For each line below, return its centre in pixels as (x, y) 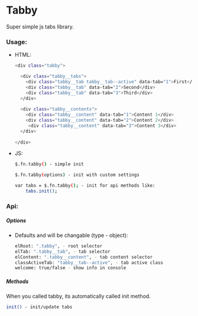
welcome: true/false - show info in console (70, 268)
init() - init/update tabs (39, 307)
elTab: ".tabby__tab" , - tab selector (62, 252)
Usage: (17, 42)
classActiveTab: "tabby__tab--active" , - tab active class (89, 263)
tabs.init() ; (42, 191)
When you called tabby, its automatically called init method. (78, 297)
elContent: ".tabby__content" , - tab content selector (84, 257)
